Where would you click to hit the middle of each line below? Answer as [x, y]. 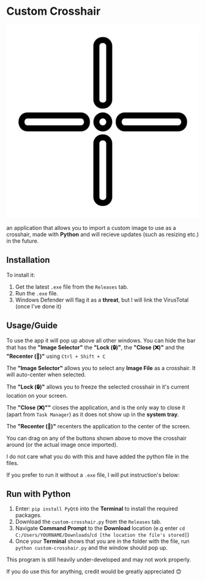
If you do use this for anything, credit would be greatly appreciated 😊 [94, 572]
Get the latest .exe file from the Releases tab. [72, 287]
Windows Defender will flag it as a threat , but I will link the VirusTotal [102, 300]
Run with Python [39, 494]
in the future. [23, 241]
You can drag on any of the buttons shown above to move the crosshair [96, 438]
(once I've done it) [38, 306]
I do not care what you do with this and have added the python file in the [98, 456]
